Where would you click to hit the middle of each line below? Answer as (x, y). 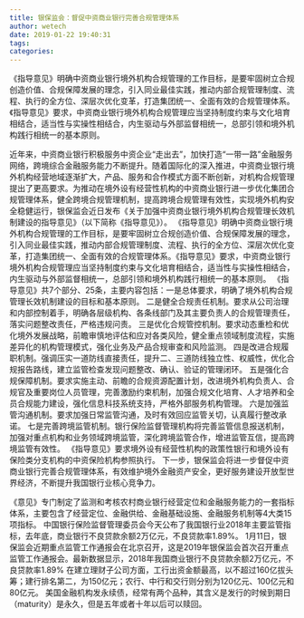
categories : (32, 52)
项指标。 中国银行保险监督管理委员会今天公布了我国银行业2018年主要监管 (146, 525)
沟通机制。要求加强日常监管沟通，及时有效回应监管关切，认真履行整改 (147, 415)
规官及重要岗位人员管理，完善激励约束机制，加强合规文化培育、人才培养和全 (152, 392)
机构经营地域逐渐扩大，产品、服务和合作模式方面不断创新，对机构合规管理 (156, 177)
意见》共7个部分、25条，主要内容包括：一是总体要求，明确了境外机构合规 (155, 290)
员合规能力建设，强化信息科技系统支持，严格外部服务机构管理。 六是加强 (145, 403)
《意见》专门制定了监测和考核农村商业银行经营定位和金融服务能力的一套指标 (152, 502)
